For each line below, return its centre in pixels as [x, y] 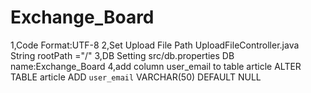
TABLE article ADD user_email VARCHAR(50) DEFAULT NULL [136, 77]
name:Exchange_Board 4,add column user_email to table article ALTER [156, 66]
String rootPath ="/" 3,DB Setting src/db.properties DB [122, 55]
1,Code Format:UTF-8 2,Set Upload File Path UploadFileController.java [155, 45]
